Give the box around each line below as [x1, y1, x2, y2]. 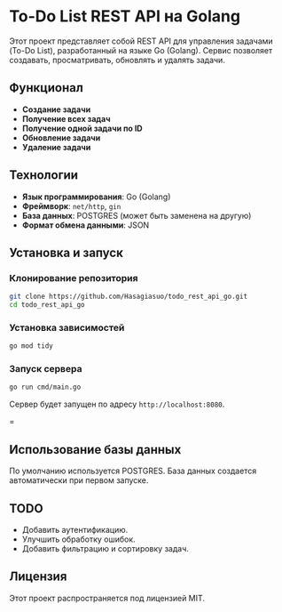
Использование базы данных [9, 442, 182, 457]
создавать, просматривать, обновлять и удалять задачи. [9, 54, 226, 65]
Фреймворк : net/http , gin [21, 200, 121, 211]
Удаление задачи [21, 141, 91, 152]
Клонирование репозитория [9, 271, 138, 284]
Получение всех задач [21, 113, 111, 124]
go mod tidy [9, 342, 53, 350]
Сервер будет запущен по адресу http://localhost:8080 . [9, 399, 225, 410]
